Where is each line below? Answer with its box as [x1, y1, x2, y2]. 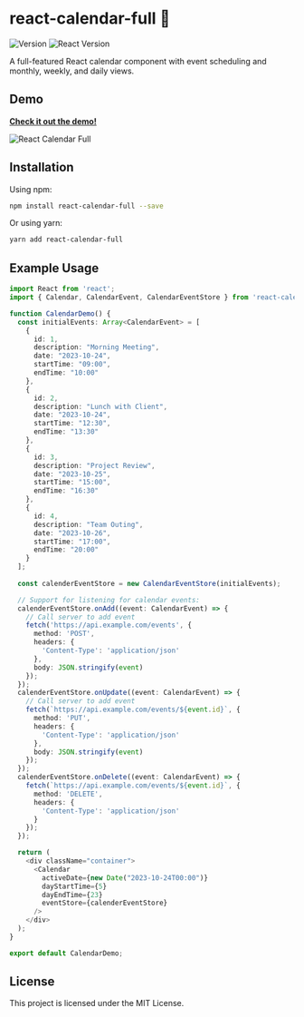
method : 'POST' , [33, 630, 95, 639]
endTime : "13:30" [33, 427, 100, 436]
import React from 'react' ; [9, 285, 116, 294]
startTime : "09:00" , [33, 360, 111, 369]
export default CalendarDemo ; [9, 948, 124, 958]
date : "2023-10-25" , [33, 469, 111, 479]
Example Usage [9, 260, 100, 276]
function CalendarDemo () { [9, 308, 111, 318]
